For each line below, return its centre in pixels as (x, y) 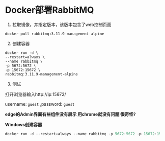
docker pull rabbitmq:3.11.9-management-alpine (55, 34)
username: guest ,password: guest (40, 104)
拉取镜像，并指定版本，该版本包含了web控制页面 (62, 24)
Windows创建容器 (24, 124)
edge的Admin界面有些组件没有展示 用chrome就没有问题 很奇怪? (70, 114)
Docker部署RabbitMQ (50, 10)
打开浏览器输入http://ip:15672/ (36, 94)
